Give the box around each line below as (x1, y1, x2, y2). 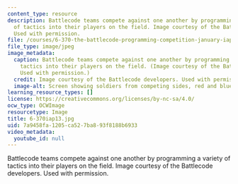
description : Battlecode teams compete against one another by (7, 17, 198, 24)
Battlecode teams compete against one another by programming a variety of (7, 154, 231, 163)
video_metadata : (7, 128, 55, 135)
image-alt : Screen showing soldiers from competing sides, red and (13, 82, 217, 90)
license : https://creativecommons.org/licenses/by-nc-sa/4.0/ (7, 96, 195, 103)
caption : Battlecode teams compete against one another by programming (13, 56, 230, 63)
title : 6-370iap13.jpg (7, 115, 74, 122)
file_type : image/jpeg (7, 43, 74, 50)
